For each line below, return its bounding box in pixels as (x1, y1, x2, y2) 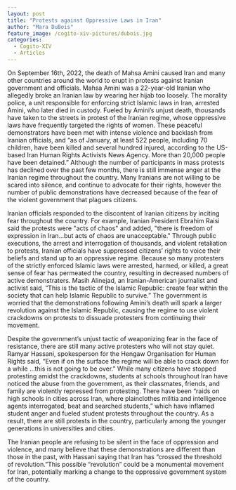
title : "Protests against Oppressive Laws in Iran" (7, 17, 162, 24)
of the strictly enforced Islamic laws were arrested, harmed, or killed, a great (7, 261, 228, 270)
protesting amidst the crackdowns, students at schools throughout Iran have (7, 371, 228, 380)
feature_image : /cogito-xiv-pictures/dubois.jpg (7, 29, 152, 37)
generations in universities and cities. (7, 424, 115, 432)
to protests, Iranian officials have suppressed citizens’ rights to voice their (7, 246, 221, 255)
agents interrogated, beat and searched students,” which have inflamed (7, 402, 215, 410)
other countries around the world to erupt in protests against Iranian (7, 76, 204, 84)
